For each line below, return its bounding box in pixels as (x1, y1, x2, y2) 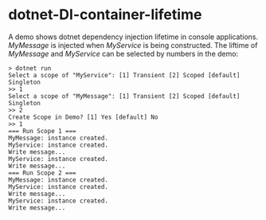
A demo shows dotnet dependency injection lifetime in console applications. (8, 32, 259, 41)
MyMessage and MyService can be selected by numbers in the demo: (8, 49, 239, 58)
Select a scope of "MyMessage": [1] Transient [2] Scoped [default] (8, 92, 241, 100)
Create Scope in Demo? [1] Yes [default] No (8, 113, 158, 121)
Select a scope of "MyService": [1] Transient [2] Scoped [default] (8, 71, 241, 79)
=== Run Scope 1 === (8, 127, 77, 135)
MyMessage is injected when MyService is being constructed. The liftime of (8, 40, 258, 49)
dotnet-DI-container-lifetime (8, 6, 202, 24)
